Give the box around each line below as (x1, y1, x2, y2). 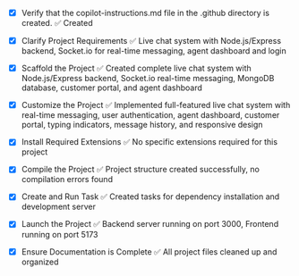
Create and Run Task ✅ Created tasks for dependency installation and (21, 191, 280, 202)
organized (21, 256, 59, 267)
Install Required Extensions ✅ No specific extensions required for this (21, 137, 278, 147)
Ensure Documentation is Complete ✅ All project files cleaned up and (21, 246, 278, 257)
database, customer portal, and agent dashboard (21, 82, 203, 93)
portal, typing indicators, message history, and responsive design (21, 120, 263, 130)
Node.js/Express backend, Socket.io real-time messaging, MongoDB (21, 73, 275, 84)
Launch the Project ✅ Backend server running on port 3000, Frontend (21, 219, 279, 230)
